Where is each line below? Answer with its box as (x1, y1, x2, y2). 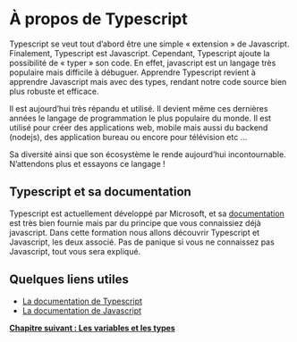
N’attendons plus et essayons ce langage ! (9, 158, 165, 169)
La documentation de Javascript (21, 304, 141, 316)
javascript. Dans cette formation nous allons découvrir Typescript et (9, 227, 260, 238)
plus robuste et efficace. (9, 86, 100, 96)
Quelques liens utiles (9, 272, 130, 288)
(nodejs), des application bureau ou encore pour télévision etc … (9, 131, 248, 142)
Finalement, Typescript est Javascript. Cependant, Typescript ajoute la (9, 47, 270, 58)
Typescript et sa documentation (9, 184, 192, 200)
